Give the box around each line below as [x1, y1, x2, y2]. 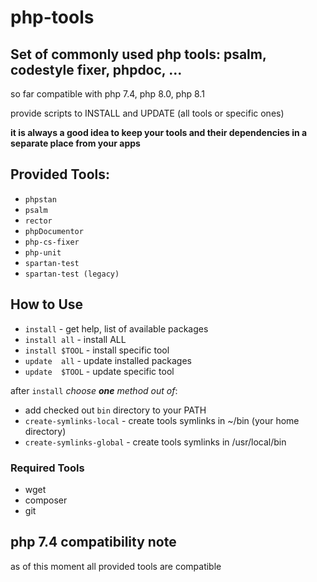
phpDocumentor [24, 226, 84, 236]
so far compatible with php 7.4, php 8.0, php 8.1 [10, 88, 205, 100]
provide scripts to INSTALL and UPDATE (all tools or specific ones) [10, 107, 285, 119]
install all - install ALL [24, 333, 127, 345]
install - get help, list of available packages [24, 322, 209, 335]
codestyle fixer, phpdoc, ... [10, 61, 183, 78]
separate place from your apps [10, 137, 141, 149]
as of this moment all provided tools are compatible [10, 560, 222, 572]
